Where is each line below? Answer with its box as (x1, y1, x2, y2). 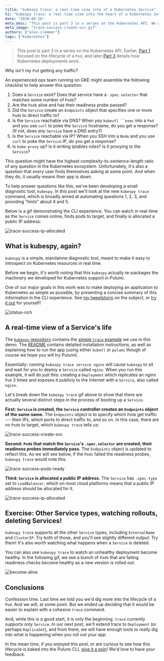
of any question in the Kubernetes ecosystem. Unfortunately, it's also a (5, 163, 148, 169)
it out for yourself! (5, 300, 41, 305)
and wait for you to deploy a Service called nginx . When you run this (5, 366, 143, 372)
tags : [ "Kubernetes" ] (5, 35, 49, 40)
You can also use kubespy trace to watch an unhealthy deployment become (5, 549, 158, 555)
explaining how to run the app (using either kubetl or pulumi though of (5, 347, 146, 353)
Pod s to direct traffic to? (12, 112, 60, 118)
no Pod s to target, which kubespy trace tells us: (5, 421, 99, 427)
